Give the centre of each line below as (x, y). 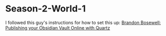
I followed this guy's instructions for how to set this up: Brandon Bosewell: (83, 22)
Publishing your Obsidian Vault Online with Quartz (58, 27)
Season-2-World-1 (45, 9)
